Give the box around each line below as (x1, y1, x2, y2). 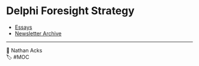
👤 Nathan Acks (6, 47, 43, 54)
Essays (14, 24, 33, 31)
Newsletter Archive (14, 29, 62, 37)
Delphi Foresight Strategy (6, 4, 135, 18)
